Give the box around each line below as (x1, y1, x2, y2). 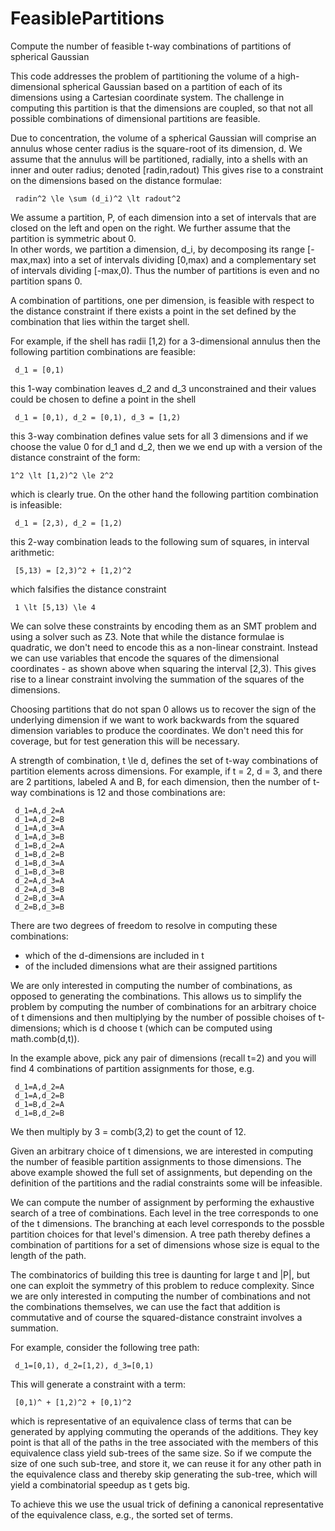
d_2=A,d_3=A (14, 875, 65, 886)
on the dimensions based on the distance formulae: (10, 174, 223, 186)
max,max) (10, 253, 52, 266)
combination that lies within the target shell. (10, 315, 190, 327)
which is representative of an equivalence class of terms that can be (10, 1415, 292, 1427)
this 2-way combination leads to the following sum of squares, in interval (10, 535, 310, 547)
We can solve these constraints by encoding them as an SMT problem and (10, 620, 317, 632)
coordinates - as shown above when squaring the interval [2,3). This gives (10, 662, 317, 674)
